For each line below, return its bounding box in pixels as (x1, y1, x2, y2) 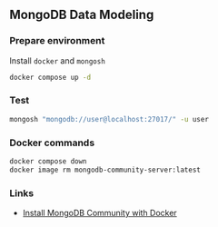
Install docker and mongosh (9, 54, 106, 66)
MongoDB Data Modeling (9, 7, 154, 23)
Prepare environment (9, 35, 105, 47)
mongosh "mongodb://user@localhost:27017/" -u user (9, 114, 209, 123)
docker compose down (9, 157, 88, 166)
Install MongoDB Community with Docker (22, 208, 177, 219)
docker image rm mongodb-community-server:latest (9, 165, 202, 174)
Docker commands (9, 136, 95, 149)
